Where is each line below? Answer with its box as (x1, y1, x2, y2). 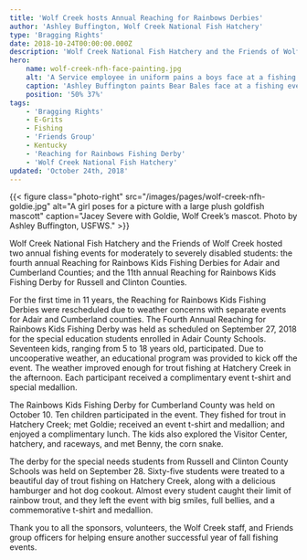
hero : (9, 56, 30, 65)
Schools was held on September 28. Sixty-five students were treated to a (9, 466, 285, 477)
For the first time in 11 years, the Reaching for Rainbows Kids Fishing (9, 294, 267, 306)
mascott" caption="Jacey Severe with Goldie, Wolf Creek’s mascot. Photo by (9, 211, 298, 222)
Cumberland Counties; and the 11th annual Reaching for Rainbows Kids (9, 267, 277, 279)
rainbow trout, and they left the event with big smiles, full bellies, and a (9, 495, 276, 506)
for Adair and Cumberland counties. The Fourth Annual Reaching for (9, 314, 267, 325)
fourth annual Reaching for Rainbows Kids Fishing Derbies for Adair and (9, 258, 281, 269)
